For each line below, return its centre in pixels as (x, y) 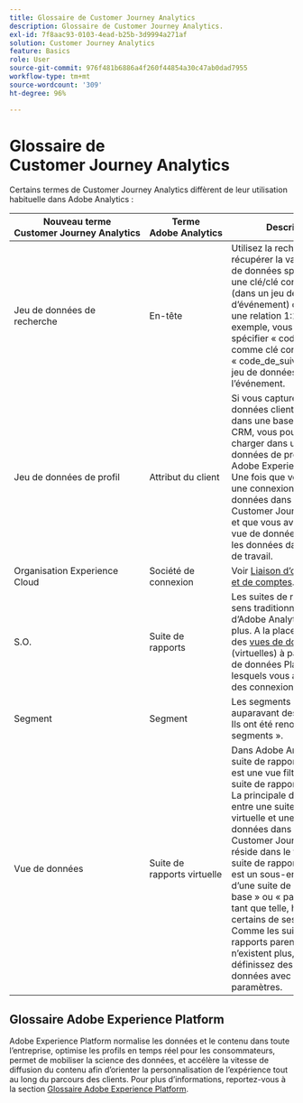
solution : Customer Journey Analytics (82, 43)
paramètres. (257, 987)
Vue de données (49, 869)
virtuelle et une (263, 818)
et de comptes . (263, 582)
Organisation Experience (66, 571)
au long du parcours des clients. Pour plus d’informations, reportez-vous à (148, 1080)
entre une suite (263, 807)
